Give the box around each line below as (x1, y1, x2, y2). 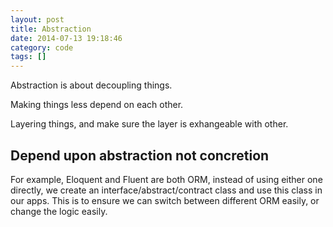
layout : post (10, 14, 65, 25)
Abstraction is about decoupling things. (10, 79, 173, 91)
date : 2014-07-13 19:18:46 (10, 33, 123, 43)
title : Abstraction (10, 24, 92, 34)
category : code (10, 42, 74, 53)
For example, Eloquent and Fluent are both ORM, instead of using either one (10, 173, 323, 185)
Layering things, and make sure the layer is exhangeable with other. (10, 118, 289, 130)
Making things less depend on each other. (10, 99, 184, 111)
